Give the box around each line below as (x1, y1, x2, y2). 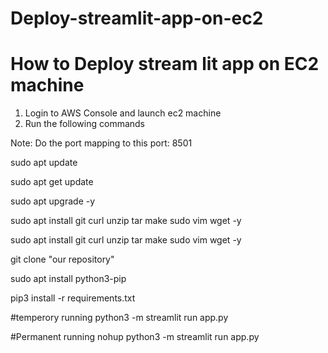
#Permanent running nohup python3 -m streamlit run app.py (10, 331, 260, 343)
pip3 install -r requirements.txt (10, 292, 136, 304)
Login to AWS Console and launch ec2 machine (24, 107, 222, 119)
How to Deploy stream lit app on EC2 (10, 53, 320, 76)
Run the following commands (24, 118, 145, 130)
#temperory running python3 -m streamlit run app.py (10, 312, 229, 324)
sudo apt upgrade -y (10, 195, 96, 207)
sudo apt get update (10, 176, 94, 188)
